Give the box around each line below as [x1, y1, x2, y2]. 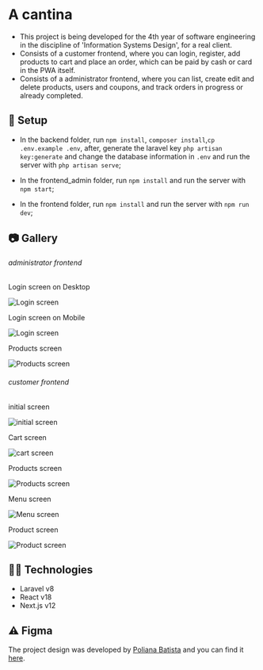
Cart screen [8, 432, 48, 442]
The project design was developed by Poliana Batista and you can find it [8, 645, 244, 655]
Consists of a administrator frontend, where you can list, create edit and [19, 74, 255, 83]
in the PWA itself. [19, 65, 76, 75]
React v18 [19, 592, 52, 602]
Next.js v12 [19, 601, 56, 611]
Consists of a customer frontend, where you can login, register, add [19, 48, 241, 58]
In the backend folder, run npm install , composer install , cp [19, 135, 215, 144]
